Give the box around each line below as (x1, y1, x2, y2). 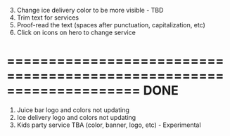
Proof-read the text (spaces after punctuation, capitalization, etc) (16, 21, 205, 29)
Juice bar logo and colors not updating (16, 105, 129, 114)
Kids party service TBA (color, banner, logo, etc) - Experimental (16, 121, 201, 129)
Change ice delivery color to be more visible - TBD (16, 6, 164, 14)
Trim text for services (16, 13, 79, 22)
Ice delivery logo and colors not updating (16, 113, 136, 121)
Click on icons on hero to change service (16, 28, 136, 36)
